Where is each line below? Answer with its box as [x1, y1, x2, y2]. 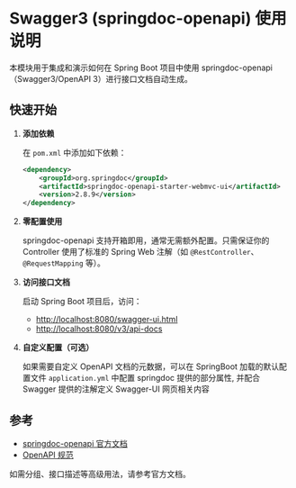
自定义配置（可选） [22, 342, 94, 353]
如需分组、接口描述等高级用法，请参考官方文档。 [9, 468, 191, 479]
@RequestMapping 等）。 [22, 258, 106, 268]
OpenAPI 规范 [22, 449, 74, 460]
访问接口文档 [22, 276, 70, 288]
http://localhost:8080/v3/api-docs [35, 323, 163, 334]
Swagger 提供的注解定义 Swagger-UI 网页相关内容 [22, 384, 210, 394]
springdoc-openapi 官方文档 [22, 438, 128, 448]
